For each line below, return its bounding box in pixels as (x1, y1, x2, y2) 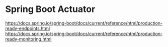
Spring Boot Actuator (5, 3, 96, 15)
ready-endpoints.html (5, 25, 50, 31)
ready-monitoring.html (5, 36, 52, 42)
